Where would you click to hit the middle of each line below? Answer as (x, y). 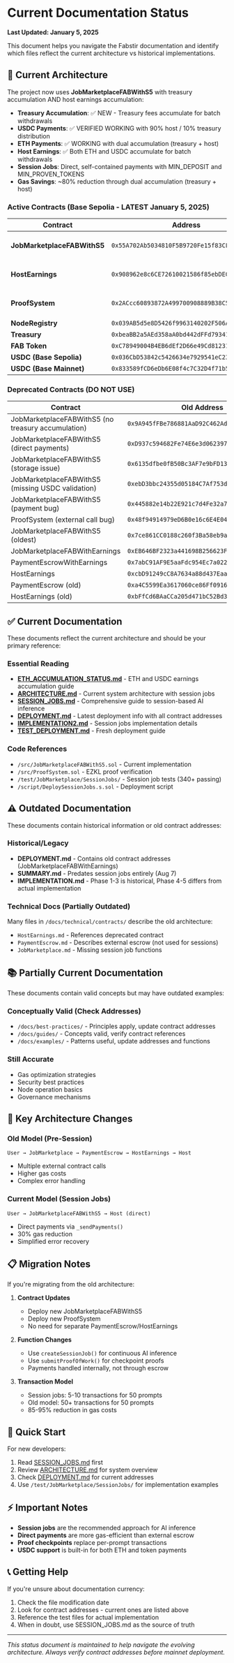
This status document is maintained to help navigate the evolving (101, 1644)
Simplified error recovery (53, 1241)
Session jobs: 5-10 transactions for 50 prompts (95, 1395)
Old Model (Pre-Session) (50, 1138)
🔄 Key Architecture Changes (70, 1119)
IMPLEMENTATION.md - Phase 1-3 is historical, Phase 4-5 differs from (119, 881)
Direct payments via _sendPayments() (70, 1226)
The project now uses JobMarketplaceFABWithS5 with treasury (100, 91)
